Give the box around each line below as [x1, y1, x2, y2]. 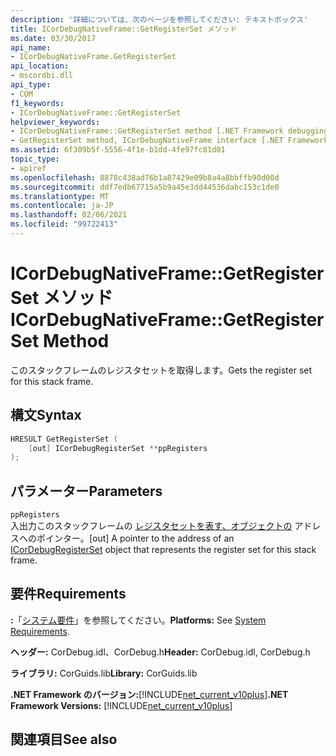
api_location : [10, 61, 70, 71]
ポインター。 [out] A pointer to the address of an [36, 532, 235, 545]
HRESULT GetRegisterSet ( [10, 434, 118, 444]
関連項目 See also [10, 731, 118, 748]
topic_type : [10, 154, 60, 164]
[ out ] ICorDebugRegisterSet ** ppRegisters [28, 443, 208, 453]
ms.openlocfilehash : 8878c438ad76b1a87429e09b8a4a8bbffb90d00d [10, 172, 280, 183]
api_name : [10, 42, 52, 53]
